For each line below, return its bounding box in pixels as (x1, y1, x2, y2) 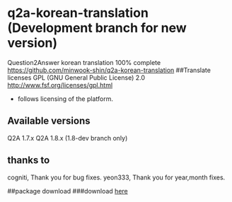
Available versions (7, 115, 91, 127)
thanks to (7, 154, 50, 167)
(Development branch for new (7, 20, 187, 36)
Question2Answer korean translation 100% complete (7, 58, 161, 66)
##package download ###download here (7, 186, 129, 195)
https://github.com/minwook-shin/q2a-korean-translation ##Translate (7, 66, 211, 74)
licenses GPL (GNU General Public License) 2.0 (7, 73, 146, 82)
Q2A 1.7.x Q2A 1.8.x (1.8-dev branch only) (7, 133, 128, 142)
